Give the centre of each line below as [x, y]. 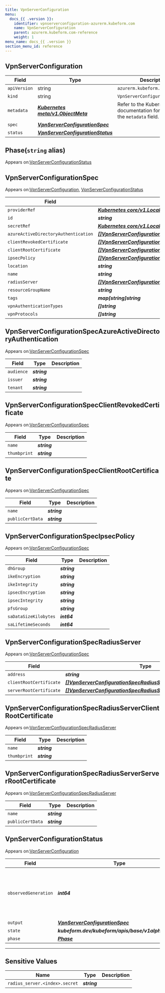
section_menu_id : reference [34, 46]
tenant [15, 388]
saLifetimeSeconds [29, 625]
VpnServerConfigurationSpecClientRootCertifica [82, 471]
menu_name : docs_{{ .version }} [38, 42]
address [16, 675]
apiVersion [20, 88]
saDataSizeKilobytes [31, 617]
